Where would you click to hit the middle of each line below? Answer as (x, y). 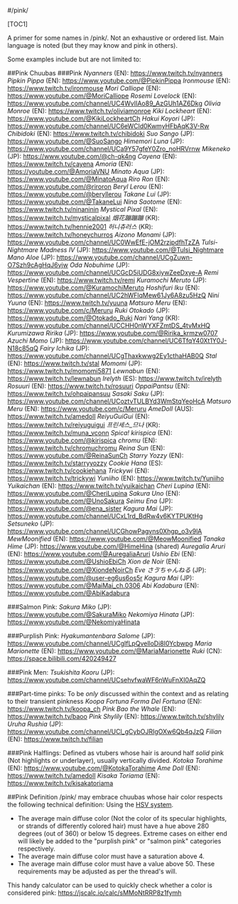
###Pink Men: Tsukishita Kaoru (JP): (61, 672)
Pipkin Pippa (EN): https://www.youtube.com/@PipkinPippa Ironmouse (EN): (119, 80)
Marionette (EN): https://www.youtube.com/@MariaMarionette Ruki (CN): (115, 651)
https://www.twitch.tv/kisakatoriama (60, 783)
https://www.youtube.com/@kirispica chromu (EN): (82, 440)
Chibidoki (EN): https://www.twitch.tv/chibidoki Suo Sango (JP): (101, 134)
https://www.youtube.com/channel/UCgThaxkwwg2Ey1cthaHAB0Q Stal (112, 356)
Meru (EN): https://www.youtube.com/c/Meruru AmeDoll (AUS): (101, 409)
